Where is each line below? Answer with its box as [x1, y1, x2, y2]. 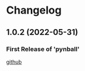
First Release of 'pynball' [6, 45, 80, 53]
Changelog [6, 4, 62, 17]
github [6, 58, 22, 65]
